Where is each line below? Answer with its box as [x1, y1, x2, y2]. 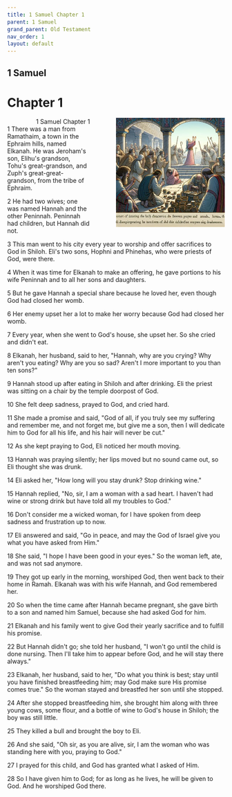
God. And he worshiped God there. [7, 782, 106, 790]
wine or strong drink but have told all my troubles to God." [7, 497, 171, 505]
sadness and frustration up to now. [7, 518, 106, 526]
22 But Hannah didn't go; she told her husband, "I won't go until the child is [7, 642, 221, 651]
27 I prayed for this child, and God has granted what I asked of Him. [7, 761, 200, 769]
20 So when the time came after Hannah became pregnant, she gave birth [7, 601, 219, 609]
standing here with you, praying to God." [7, 748, 122, 756]
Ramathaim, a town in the [7, 132, 79, 141]
